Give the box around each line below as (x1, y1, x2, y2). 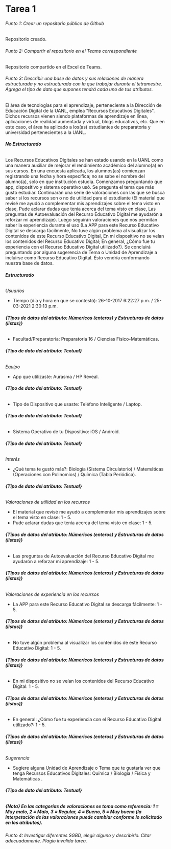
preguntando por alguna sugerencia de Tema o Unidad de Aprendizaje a (5, 249, 157, 255)
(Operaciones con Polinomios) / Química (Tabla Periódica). (12, 472, 136, 478)
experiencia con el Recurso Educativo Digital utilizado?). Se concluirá (5, 244, 151, 250)
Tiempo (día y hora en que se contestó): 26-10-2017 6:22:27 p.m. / (12, 298, 153, 304)
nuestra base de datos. (5, 260, 54, 266)
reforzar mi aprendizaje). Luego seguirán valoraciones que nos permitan (5, 217, 158, 222)
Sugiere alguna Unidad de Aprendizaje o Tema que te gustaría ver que (12, 765, 161, 771)
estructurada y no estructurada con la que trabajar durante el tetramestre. (5, 81, 162, 87)
